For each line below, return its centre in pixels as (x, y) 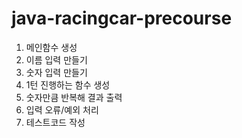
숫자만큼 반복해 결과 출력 (74, 97)
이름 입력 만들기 (56, 59)
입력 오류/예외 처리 (62, 109)
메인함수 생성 (51, 47)
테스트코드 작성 (55, 122)
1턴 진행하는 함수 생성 (68, 84)
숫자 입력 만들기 (56, 72)
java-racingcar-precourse (122, 18)
